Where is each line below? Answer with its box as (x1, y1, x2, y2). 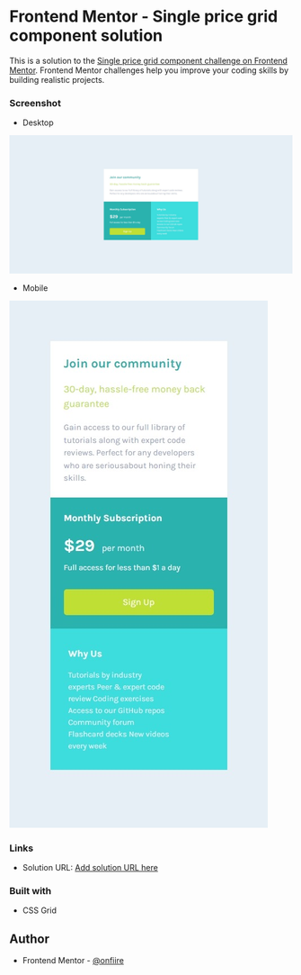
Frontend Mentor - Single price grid (9, 6, 279, 27)
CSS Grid (22, 905, 57, 916)
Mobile (22, 282, 49, 293)
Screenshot (9, 96, 61, 109)
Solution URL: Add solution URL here (22, 862, 159, 873)
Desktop (22, 117, 54, 128)
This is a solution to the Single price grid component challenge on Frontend (9, 55, 288, 66)
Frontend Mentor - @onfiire (22, 955, 124, 966)
